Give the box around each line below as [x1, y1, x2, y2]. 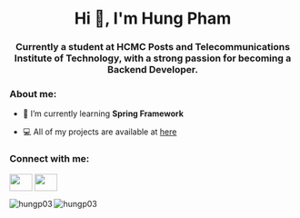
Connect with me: [9, 153, 90, 165]
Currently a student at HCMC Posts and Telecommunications [15, 41, 291, 54]
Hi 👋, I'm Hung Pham [74, 8, 232, 29]
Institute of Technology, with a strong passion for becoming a [14, 52, 292, 64]
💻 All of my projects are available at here [22, 126, 177, 137]
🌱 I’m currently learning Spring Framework [22, 108, 185, 119]
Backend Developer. [107, 64, 198, 76]
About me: [9, 88, 57, 101]
